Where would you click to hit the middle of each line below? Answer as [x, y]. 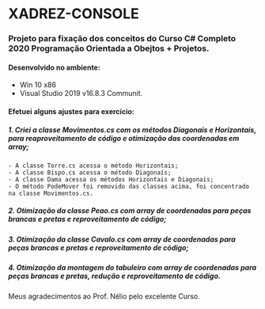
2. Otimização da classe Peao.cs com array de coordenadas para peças [130, 211]
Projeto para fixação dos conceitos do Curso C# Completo [122, 39]
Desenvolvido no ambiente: [54, 67]
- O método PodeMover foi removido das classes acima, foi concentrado [129, 186]
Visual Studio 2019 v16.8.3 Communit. [81, 93]
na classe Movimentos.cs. [51, 193]
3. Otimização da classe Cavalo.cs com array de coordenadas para [122, 239]
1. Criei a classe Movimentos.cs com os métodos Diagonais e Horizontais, [132, 130]
